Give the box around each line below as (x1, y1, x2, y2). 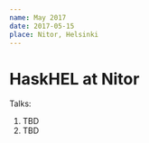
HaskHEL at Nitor (9, 68, 140, 89)
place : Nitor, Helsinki (9, 30, 99, 39)
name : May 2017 (9, 13, 67, 22)
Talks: (9, 98, 32, 109)
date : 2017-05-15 (9, 22, 75, 31)
